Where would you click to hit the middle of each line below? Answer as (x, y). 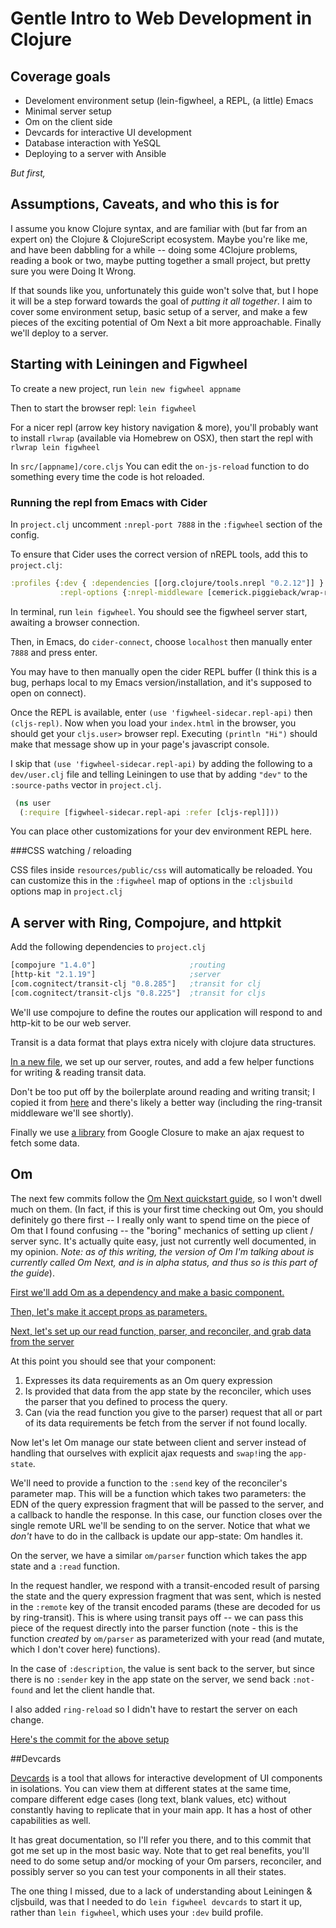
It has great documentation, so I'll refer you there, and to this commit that (161, 1839)
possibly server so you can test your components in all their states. (148, 1871)
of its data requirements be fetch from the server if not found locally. (166, 1423)
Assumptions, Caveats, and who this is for (145, 204)
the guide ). (32, 1273)
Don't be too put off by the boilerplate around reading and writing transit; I (162, 1091)
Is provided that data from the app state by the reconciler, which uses (168, 1391)
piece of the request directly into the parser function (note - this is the (154, 1628)
